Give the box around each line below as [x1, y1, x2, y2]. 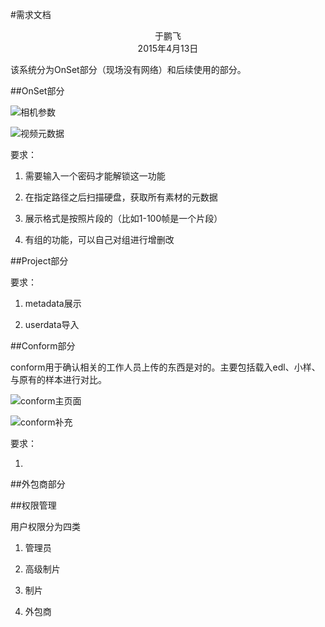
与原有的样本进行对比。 [10, 374, 107, 385]
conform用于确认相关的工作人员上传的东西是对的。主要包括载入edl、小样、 [10, 361, 321, 373]
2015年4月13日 [137, 43, 199, 54]
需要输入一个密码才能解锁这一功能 [24, 170, 166, 182]
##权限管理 [10, 499, 57, 511]
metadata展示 [24, 298, 82, 309]
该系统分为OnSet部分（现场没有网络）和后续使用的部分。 [10, 64, 247, 75]
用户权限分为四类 [10, 521, 81, 532]
